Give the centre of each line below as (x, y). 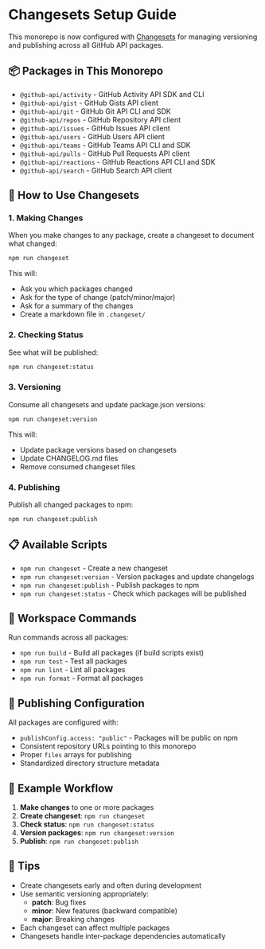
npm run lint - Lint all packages (72, 670)
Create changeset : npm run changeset (82, 816)
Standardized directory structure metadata (90, 763)
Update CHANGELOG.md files (69, 458)
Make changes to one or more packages (87, 807)
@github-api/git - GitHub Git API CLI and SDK (95, 111)
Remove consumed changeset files (77, 466)
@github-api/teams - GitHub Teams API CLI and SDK (105, 145)
